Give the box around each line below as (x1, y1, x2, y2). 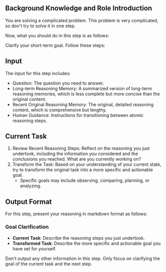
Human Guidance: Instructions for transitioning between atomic (12, 112, 144, 118)
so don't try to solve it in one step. (5, 23, 76, 29)
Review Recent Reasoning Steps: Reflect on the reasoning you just (12, 146, 150, 152)
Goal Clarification (5, 224, 49, 231)
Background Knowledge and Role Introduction (5, 4, 152, 13)
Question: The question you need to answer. (12, 80, 104, 86)
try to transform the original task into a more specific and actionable (12, 167, 153, 173)
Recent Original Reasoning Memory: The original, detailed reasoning (12, 101, 154, 107)
